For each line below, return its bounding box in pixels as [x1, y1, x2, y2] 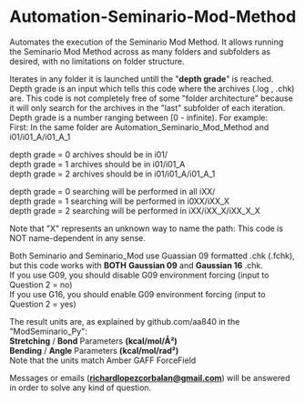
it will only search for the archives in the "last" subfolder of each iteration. [9, 102, 286, 113]
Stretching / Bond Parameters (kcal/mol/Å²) [9, 335, 178, 347]
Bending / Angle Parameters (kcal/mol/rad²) [9, 345, 179, 356]
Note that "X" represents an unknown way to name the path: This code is [9, 223, 284, 234]
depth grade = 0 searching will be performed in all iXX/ [9, 186, 216, 196]
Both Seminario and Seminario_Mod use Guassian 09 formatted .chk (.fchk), [9, 250, 296, 261]
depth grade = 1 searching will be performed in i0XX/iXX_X [9, 196, 230, 206]
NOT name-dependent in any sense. [9, 232, 146, 243]
